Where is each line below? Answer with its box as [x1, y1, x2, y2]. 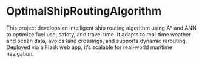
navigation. [6, 50, 35, 57]
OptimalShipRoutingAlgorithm [6, 4, 162, 18]
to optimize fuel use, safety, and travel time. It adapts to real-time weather [6, 30, 191, 38]
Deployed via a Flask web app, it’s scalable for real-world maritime [6, 44, 173, 51]
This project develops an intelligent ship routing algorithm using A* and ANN [6, 24, 197, 31]
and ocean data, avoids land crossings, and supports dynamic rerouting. [6, 37, 187, 44]
